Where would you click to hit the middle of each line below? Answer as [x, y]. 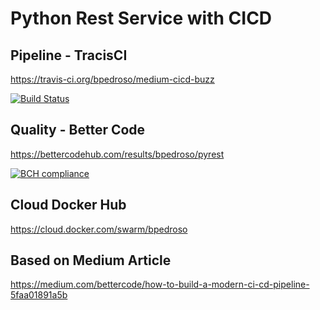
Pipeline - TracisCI [69, 55]
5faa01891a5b [39, 295]
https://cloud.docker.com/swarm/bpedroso [99, 229]
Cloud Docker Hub [68, 205]
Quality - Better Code [78, 130]
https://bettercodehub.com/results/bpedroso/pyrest [117, 154]
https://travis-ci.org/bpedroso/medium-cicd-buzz [112, 79]
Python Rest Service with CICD [141, 18]
